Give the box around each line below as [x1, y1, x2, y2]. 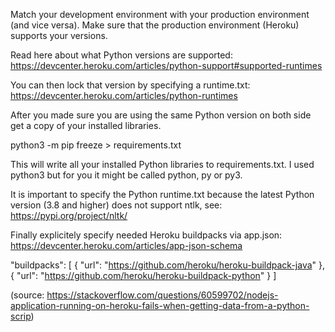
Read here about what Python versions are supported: [10, 49, 233, 61]
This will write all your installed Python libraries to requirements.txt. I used [10, 159, 315, 170]
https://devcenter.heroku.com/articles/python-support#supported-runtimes [10, 60, 323, 71]
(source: [10, 289, 45, 301]
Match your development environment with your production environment [10, 9, 310, 20]
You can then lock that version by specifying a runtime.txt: [10, 79, 251, 91]
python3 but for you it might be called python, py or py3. [10, 169, 243, 181]
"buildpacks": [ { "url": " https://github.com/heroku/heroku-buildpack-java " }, [10, 259, 326, 271]
